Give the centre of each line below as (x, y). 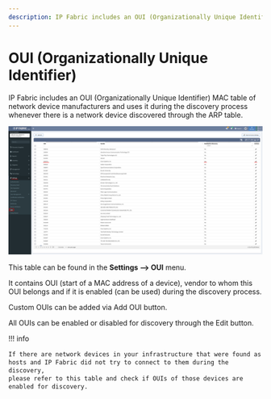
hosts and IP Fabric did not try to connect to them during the (119, 362)
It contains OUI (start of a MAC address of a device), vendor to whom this (130, 283)
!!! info (19, 338)
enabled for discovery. (48, 386)
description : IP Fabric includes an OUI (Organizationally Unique (122, 17)
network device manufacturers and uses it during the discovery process (128, 106)
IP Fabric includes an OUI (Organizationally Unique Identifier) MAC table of (132, 98)
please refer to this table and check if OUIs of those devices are (126, 378)
